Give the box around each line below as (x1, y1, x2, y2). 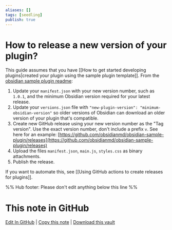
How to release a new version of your (5, 39, 167, 51)
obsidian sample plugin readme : (5, 78, 73, 84)
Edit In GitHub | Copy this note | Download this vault (5, 219, 116, 225)
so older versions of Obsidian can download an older (53, 110, 165, 116)
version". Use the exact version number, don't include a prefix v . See (12, 126, 158, 132)
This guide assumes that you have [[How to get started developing (5, 67, 146, 73)
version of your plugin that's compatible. (12, 115, 99, 121)
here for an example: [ (12, 131, 60, 138)
